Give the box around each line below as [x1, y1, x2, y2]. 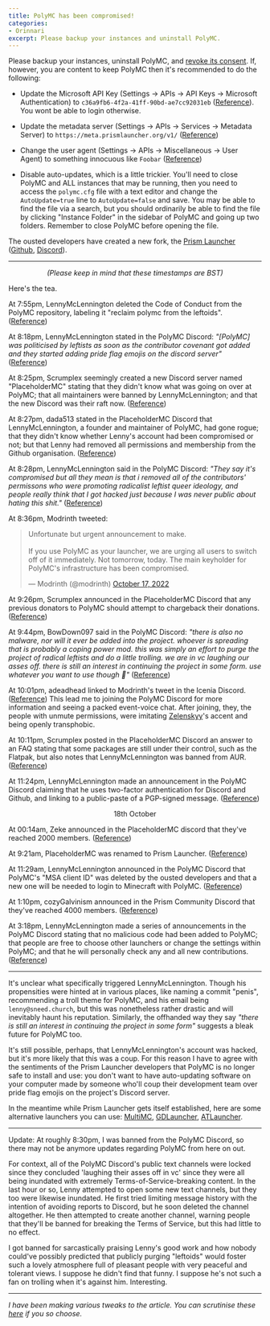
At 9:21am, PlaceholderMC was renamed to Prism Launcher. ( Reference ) [8, 849, 248, 858]
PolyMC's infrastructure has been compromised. [27, 563, 190, 573]
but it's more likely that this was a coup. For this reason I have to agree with [8, 1054, 259, 1063]
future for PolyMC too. [8, 1029, 83, 1039]
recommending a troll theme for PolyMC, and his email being [8, 996, 209, 1005]
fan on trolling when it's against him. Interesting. [8, 1277, 168, 1287]
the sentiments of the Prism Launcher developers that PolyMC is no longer [8, 1062, 256, 1072]
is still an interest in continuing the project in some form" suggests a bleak [8, 1021, 254, 1031]
